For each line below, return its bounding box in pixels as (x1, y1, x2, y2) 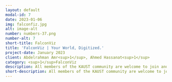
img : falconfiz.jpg (5, 21, 47, 27)
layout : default (5, 7, 40, 13)
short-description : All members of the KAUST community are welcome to (5, 69, 161, 74)
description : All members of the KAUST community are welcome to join (5, 64, 159, 69)
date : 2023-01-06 (5, 17, 42, 22)
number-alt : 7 (5, 36, 36, 41)
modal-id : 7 (5, 12, 31, 17)
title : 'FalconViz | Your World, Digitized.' (5, 45, 104, 50)
